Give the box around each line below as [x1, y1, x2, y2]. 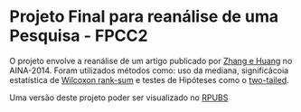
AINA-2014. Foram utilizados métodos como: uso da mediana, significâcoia [9, 65, 289, 76]
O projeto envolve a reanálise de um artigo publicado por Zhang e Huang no [9, 55, 293, 66]
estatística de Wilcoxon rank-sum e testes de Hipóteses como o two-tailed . [9, 74, 289, 85]
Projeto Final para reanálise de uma [9, 6, 279, 27]
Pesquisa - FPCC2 [9, 25, 148, 46]
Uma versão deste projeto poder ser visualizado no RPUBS [9, 92, 229, 103]
